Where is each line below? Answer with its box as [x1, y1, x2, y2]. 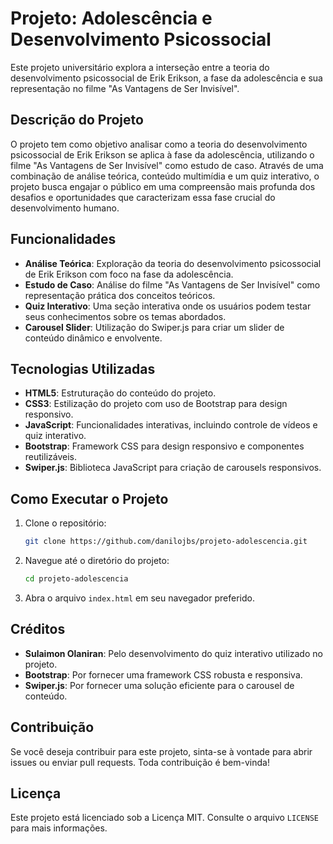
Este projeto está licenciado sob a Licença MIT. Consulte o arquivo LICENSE [10, 812, 319, 824]
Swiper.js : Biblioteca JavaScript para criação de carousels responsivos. [24, 462, 322, 474]
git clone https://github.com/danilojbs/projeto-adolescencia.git [24, 537, 308, 547]
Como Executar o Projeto [10, 490, 169, 507]
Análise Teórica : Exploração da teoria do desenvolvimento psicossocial [24, 257, 322, 269]
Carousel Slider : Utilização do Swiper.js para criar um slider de [24, 321, 285, 333]
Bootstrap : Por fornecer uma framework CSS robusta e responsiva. [24, 668, 303, 681]
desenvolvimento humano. [10, 202, 120, 214]
